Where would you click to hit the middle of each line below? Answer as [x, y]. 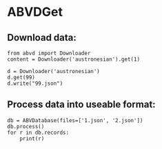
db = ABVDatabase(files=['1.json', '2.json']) [75, 120]
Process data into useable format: [82, 105]
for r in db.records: [38, 132]
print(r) [32, 139]
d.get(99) [21, 77]
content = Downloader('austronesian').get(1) [73, 59]
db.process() [26, 126]
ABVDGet [35, 12]
